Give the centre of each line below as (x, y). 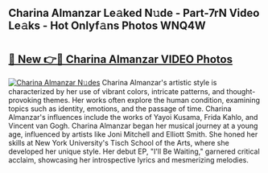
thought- (241, 91)
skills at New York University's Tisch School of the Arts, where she (119, 143)
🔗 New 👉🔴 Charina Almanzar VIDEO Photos (121, 59)
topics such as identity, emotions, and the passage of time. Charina (120, 109)
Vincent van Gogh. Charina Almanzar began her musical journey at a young (133, 126)
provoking (25, 100)
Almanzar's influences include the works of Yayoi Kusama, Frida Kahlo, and (133, 117)
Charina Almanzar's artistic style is (159, 82)
